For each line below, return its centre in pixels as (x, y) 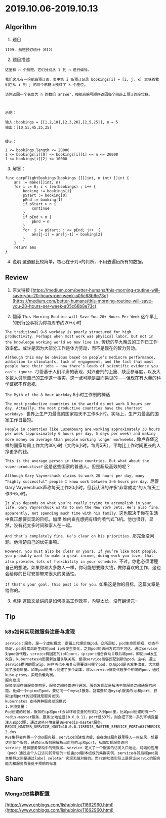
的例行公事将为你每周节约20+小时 (47, 322)
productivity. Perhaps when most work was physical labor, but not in (79, 336)
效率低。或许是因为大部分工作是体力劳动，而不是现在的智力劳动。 (72, 348)
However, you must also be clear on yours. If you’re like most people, (82, 551)
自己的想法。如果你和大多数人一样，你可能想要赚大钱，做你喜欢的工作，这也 (83, 567)
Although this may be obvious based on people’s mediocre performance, (80, 357)
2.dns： (13, 732)
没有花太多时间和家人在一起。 (44, 525)
